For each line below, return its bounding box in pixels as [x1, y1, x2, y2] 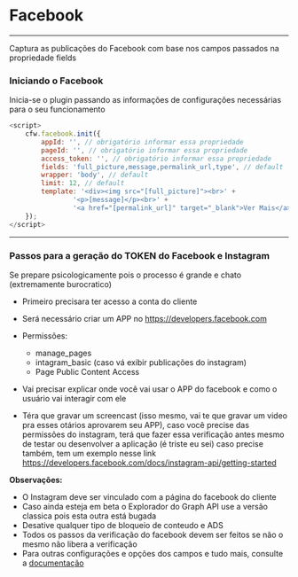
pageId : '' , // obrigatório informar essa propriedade [41, 145, 248, 155]
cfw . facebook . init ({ [25, 129, 101, 138]
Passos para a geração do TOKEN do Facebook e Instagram [9, 249, 271, 261]
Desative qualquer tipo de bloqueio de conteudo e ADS [21, 519, 223, 530]
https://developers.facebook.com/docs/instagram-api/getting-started [21, 457, 277, 468]
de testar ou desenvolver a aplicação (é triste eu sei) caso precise [21, 438, 264, 448]
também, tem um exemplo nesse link [21, 448, 157, 458]
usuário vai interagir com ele [21, 393, 127, 403]
